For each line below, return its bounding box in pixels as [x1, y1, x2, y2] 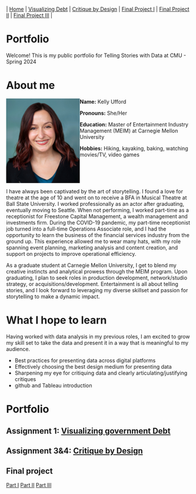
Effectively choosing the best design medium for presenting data [14, 363, 172, 370]
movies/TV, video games [79, 151, 140, 158]
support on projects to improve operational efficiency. [6, 251, 137, 258]
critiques [14, 376, 36, 383]
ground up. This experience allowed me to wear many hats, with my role [6, 238, 181, 245]
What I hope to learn [6, 313, 107, 327]
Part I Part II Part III [6, 481, 52, 488]
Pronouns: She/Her [79, 109, 128, 116]
